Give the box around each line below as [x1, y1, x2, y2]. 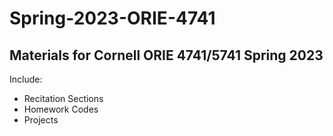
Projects [23, 114, 59, 126]
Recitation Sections [23, 93, 104, 104]
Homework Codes [23, 103, 99, 115]
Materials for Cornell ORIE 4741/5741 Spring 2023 [9, 47, 324, 64]
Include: [9, 73, 43, 85]
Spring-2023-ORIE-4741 [9, 7, 216, 30]
